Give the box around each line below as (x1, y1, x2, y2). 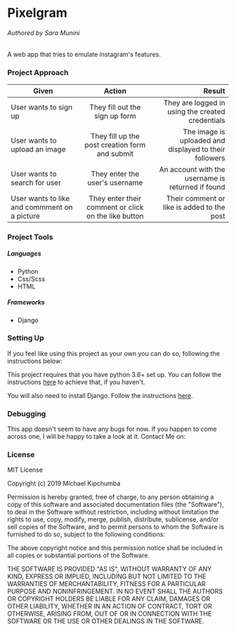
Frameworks (7, 298, 46, 307)
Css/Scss (17, 274, 46, 283)
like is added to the (162, 202, 225, 212)
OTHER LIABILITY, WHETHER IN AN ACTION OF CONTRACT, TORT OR (7, 602, 212, 611)
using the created (167, 107, 225, 117)
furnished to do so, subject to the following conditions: (7, 530, 165, 538)
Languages (7, 249, 41, 258)
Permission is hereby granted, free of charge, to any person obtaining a (7, 493, 214, 501)
